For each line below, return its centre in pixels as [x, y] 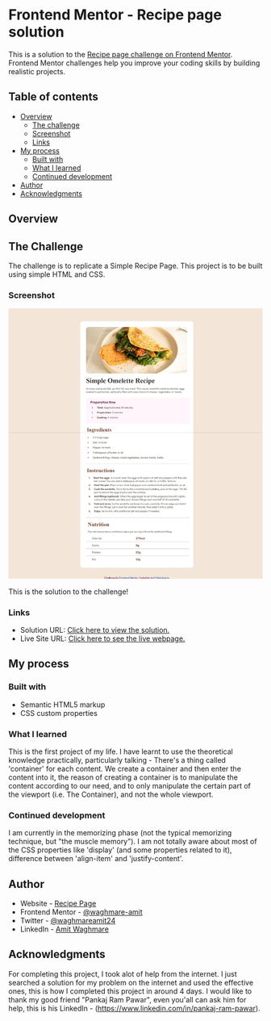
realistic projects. [37, 71]
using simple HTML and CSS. [57, 274]
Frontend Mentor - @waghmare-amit [81, 912]
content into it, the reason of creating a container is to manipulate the [123, 777]
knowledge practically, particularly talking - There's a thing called [117, 759]
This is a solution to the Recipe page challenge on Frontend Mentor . [121, 54]
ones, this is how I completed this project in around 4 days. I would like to [130, 991]
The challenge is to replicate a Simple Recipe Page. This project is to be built [135, 266]
